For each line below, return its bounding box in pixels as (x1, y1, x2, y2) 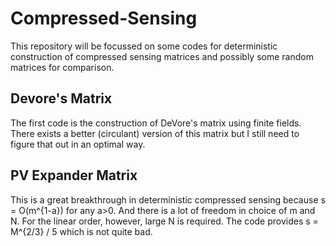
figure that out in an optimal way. (10, 138, 146, 150)
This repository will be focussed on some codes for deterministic (10, 40, 278, 52)
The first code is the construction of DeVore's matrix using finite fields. (10, 117, 302, 129)
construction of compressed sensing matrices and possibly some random (10, 50, 314, 62)
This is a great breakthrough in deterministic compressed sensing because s (10, 193, 326, 206)
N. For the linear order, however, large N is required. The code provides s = (10, 215, 319, 227)
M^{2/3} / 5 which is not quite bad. (10, 225, 153, 237)
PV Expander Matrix (10, 167, 138, 184)
